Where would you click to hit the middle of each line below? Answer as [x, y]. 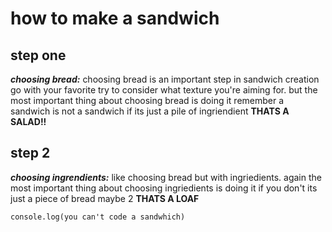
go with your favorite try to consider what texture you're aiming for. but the [164, 90]
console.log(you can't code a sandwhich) [98, 217]
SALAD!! [28, 121]
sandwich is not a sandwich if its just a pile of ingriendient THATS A [150, 111]
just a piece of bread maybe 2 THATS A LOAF [105, 198]
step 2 [30, 153]
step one [38, 55]
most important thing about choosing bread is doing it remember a [147, 100]
